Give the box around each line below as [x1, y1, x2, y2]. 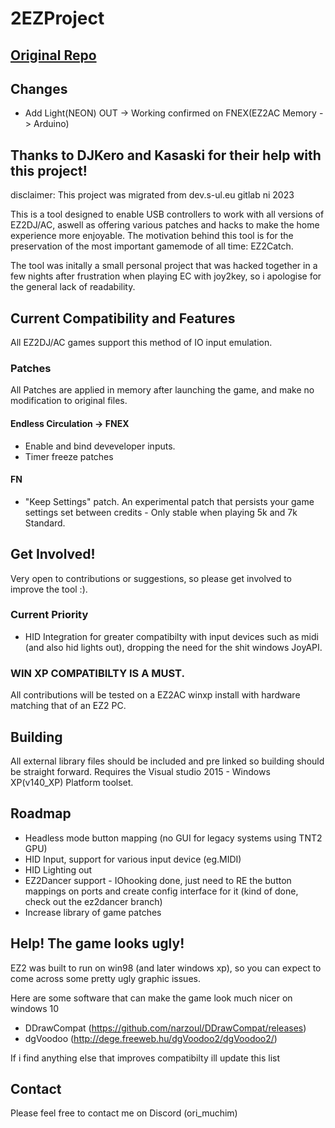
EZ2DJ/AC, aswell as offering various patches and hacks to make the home [10, 219, 320, 231]
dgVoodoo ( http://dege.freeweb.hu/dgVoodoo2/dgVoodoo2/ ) [24, 1032, 278, 1044]
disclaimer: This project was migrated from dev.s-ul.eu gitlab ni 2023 [10, 189, 295, 201]
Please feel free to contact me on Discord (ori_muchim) [10, 1107, 238, 1119]
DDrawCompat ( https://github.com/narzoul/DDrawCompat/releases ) [24, 1022, 307, 1034]
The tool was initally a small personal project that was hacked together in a [10, 260, 318, 272]
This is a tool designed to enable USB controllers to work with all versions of [10, 208, 325, 221]
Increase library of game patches [24, 906, 162, 918]
